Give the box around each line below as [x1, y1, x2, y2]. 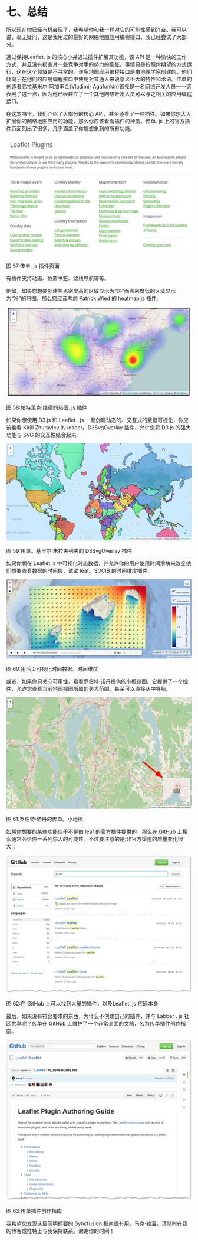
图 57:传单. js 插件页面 [6, 262, 60, 269]
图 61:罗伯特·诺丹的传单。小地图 [6, 815, 84, 823]
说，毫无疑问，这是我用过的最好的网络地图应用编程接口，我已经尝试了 [6, 33, 177, 40]
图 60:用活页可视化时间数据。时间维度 [6, 665, 98, 672]
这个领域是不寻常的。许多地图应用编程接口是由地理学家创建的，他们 [26, 68, 192, 75]
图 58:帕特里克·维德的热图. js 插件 [6, 404, 87, 411]
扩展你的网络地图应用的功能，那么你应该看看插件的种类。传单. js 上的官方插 [6, 118, 190, 125]
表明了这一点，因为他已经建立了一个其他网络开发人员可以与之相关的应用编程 [6, 90, 192, 97]
